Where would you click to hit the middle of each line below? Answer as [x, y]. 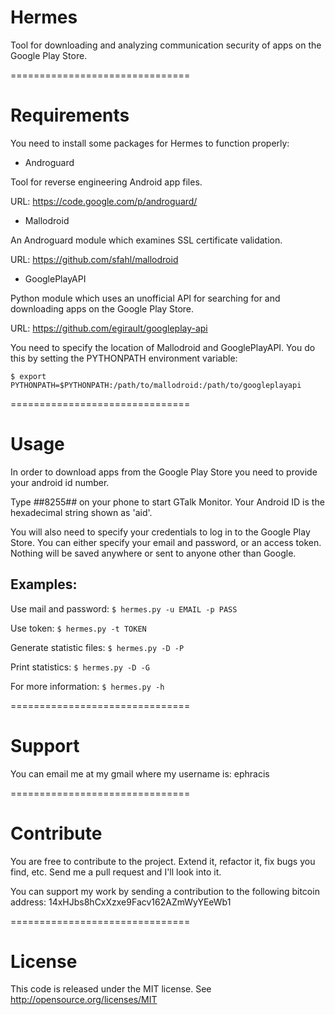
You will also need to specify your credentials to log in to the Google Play [160, 532]
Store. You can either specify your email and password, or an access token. [166, 542]
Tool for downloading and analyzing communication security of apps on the [166, 45]
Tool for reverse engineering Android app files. [106, 182]
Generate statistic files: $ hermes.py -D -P [97, 647]
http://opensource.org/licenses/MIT [84, 1000]
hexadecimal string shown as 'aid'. [81, 512]
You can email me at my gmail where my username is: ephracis [140, 773]
